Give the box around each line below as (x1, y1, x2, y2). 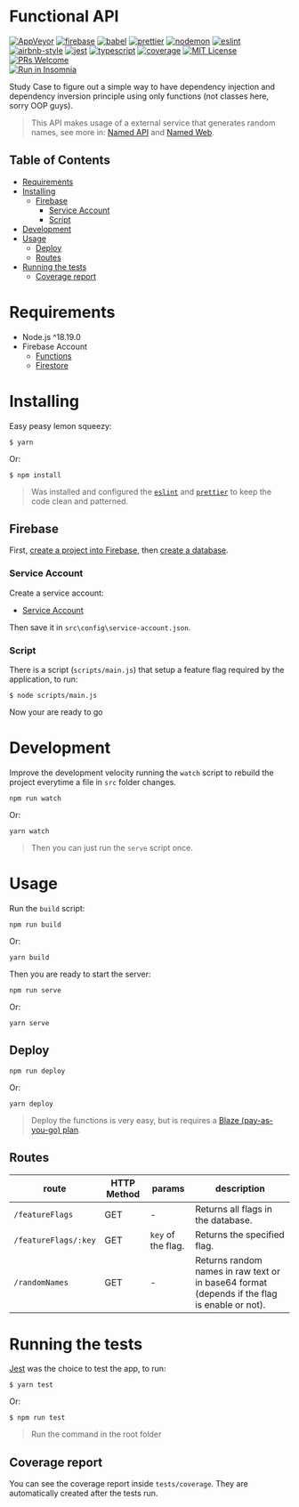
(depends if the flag (195, 1287, 278, 1300)
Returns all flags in (195, 1203, 273, 1215)
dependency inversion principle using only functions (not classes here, (9, 91, 270, 101)
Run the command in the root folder (30, 1429, 162, 1439)
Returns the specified (195, 1228, 285, 1241)
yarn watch (9, 826, 50, 836)
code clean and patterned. (30, 496, 129, 506)
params (151, 1182, 185, 1195)
